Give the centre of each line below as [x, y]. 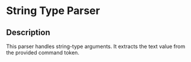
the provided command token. [43, 53]
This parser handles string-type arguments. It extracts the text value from [96, 46]
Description [28, 32]
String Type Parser [53, 11]
